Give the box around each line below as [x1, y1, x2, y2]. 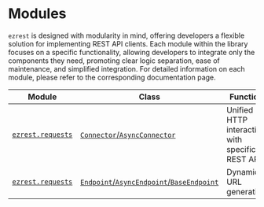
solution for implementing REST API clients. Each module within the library [8, 39, 248, 48]
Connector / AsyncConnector [79, 129, 176, 140]
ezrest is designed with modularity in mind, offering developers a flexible [8, 31, 245, 40]
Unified [226, 104, 254, 115]
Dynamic [226, 166, 259, 177]
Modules [8, 5, 67, 23]
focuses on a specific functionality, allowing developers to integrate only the [8, 47, 255, 57]
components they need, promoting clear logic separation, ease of [8, 56, 220, 65]
